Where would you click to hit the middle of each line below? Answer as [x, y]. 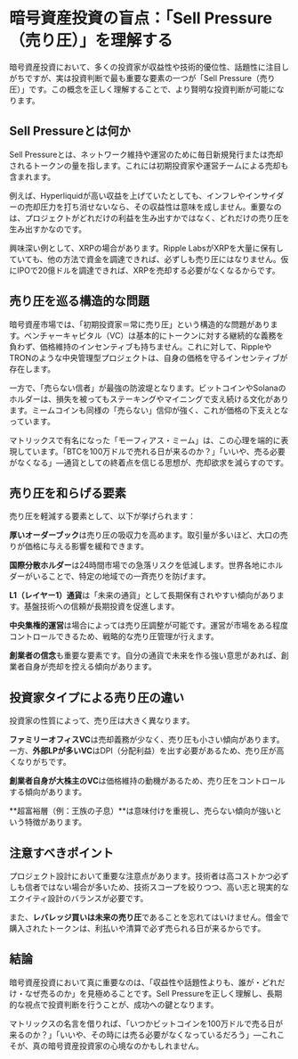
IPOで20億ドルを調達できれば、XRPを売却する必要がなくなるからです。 [148, 270]
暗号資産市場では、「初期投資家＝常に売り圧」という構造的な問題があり [140, 324]
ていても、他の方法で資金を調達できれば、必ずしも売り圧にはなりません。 [145, 259]
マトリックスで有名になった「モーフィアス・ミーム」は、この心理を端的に [145, 440]
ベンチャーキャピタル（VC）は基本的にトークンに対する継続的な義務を [154, 335]
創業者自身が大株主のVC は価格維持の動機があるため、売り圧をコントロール [148, 781]
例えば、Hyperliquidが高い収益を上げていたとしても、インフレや [128, 195]
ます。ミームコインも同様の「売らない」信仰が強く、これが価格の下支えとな [149, 410]
